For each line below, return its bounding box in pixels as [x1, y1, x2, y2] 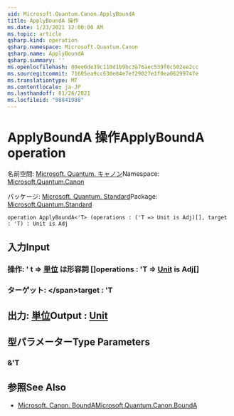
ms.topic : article [7, 30, 62, 38]
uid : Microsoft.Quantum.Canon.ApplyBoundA [7, 10, 135, 18]
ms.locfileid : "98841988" [7, 97, 84, 104]
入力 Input [7, 241, 50, 254]
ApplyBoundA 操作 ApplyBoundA [7, 130, 205, 146]
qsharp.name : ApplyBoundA [7, 51, 84, 58]
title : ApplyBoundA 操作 [7, 17, 79, 24]
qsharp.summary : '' [7, 57, 65, 64]
